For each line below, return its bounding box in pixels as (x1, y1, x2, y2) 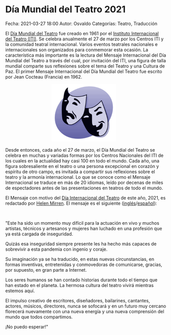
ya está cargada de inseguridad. (5, 231, 74, 237)
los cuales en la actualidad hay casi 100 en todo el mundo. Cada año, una (5, 158, 160, 164)
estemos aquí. (5, 288, 35, 294)
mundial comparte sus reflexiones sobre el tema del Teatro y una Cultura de (5, 63, 165, 69)
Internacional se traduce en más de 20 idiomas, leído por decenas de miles (5, 180, 163, 186)
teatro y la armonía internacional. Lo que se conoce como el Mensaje (5, 174, 151, 180)
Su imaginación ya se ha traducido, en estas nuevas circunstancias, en (5, 256, 155, 262)
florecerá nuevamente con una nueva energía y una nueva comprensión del (5, 308, 164, 315)
